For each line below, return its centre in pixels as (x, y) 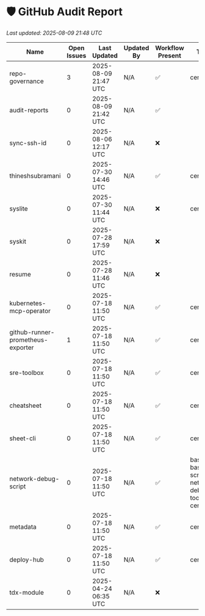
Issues (77, 56)
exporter (22, 347)
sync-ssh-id (28, 143)
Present (170, 56)
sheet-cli (23, 438)
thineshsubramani (35, 176)
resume (20, 274)
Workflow (170, 48)
